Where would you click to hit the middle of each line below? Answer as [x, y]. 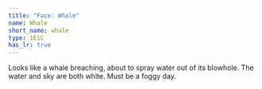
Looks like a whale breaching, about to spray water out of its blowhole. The [131, 68]
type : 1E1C [26, 38]
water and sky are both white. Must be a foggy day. [92, 76]
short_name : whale [39, 30]
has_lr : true [30, 45]
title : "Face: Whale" [44, 15]
